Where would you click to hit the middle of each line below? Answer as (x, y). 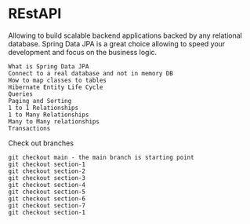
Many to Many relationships (54, 121)
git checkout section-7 (47, 205)
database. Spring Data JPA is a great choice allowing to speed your (117, 43)
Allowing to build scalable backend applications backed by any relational (125, 35)
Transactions (29, 128)
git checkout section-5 (47, 192)
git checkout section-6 (47, 198)
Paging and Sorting (40, 101)
